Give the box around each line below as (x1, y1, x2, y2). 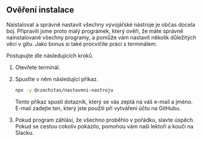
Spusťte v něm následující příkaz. (15, 75, 98, 82)
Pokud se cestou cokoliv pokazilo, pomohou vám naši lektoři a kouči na (15, 122, 194, 130)
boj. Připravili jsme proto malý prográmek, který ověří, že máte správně (6, 27, 184, 34)
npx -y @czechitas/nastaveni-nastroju (15, 87, 113, 93)
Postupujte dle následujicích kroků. (6, 51, 94, 59)
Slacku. (15, 129, 35, 136)
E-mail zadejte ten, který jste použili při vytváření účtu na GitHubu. (15, 104, 181, 111)
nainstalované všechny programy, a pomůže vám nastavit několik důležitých (6, 33, 197, 41)
